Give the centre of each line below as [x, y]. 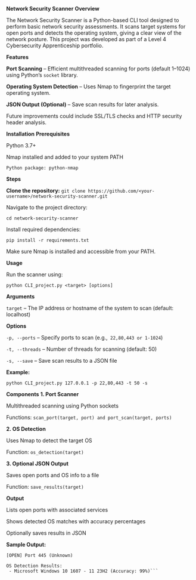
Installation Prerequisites [38, 134]
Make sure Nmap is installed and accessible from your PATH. [81, 251]
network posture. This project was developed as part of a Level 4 [86, 39]
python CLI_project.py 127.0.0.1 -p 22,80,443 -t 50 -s [77, 383]
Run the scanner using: [35, 274]
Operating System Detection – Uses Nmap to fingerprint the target [88, 87]
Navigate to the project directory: [47, 207]
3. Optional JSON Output [37, 464]
